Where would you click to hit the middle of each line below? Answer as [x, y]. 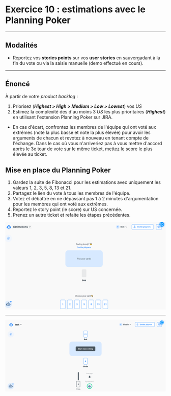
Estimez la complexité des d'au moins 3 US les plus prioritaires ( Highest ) [89, 111]
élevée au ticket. [30, 154]
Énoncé [18, 84]
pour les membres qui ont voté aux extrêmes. [60, 204]
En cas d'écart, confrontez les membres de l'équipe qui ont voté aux [84, 127]
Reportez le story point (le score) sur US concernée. [67, 209]
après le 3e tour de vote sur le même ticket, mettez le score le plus [82, 149]
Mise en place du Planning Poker [58, 170]
